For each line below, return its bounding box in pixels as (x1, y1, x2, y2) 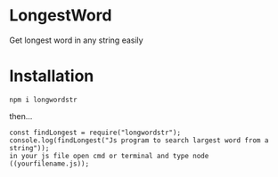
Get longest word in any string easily (9, 35, 144, 45)
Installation (9, 66, 94, 86)
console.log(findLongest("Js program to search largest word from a (9, 135, 269, 145)
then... (9, 110, 33, 121)
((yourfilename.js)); (9, 159, 90, 168)
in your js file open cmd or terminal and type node (9, 151, 209, 160)
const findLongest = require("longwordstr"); (9, 128, 181, 137)
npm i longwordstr (9, 95, 78, 104)
